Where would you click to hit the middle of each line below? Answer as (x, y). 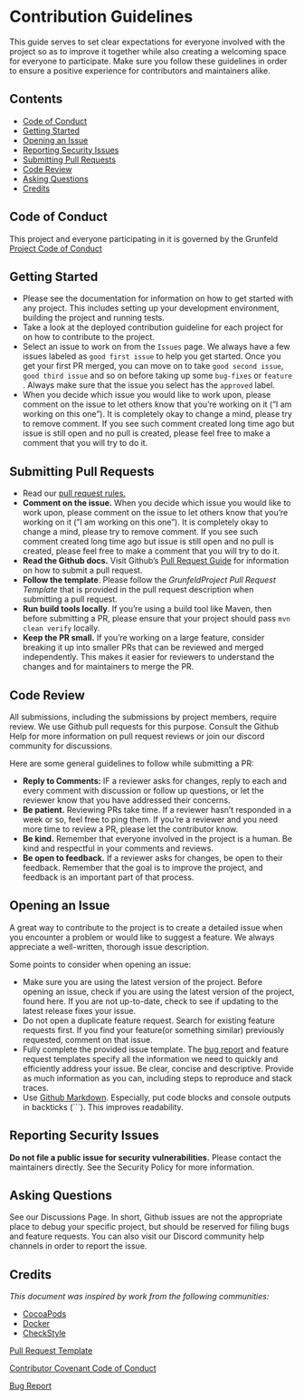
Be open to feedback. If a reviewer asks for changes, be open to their (152, 858)
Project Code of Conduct (56, 248)
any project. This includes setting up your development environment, (151, 308)
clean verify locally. (61, 628)
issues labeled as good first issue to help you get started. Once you (152, 356)
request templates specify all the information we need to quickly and (150, 1058)
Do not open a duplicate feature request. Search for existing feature (149, 1020)
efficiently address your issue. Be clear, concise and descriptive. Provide (158, 1068)
